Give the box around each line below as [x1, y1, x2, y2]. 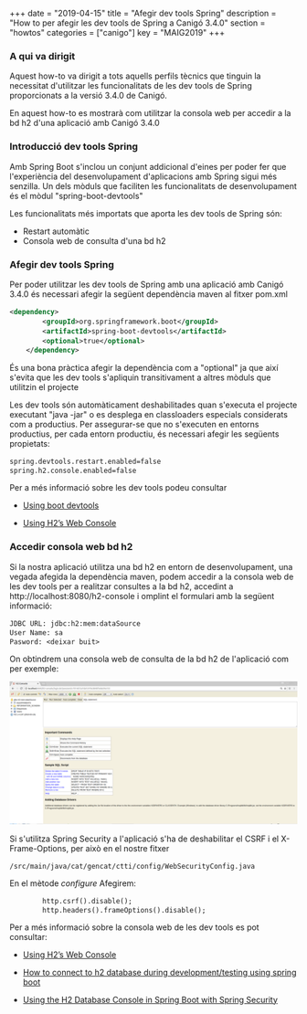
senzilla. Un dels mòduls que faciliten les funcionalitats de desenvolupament [9, 180, 297, 191]
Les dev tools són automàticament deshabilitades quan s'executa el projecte [9, 399, 298, 410]
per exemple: [9, 662, 59, 674]
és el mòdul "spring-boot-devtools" [9, 190, 143, 201]
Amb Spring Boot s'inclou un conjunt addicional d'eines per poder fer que [9, 161, 287, 172]
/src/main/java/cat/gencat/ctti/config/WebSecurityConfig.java [9, 861, 256, 871]
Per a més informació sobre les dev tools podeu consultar [9, 482, 228, 493]
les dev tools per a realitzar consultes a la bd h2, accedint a [9, 580, 234, 592]
